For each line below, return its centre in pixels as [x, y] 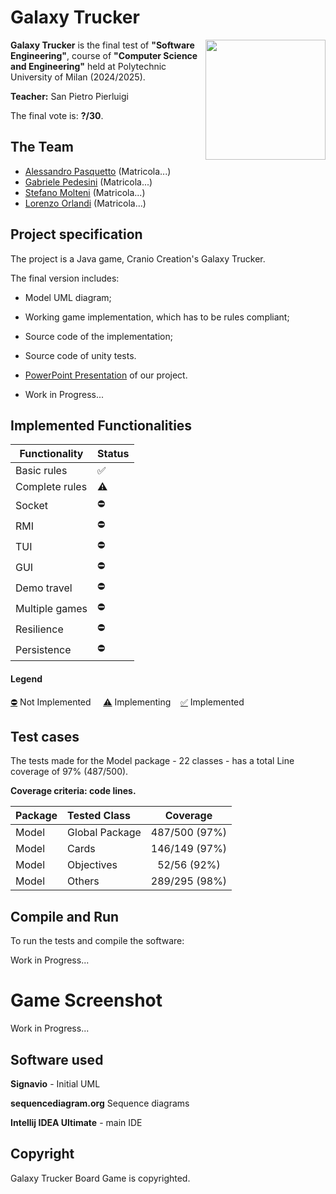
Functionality [51, 454]
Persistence [43, 649]
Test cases [45, 736]
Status [113, 454]
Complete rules [51, 487]
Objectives [92, 865]
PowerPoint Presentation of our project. [106, 375]
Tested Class [99, 816]
